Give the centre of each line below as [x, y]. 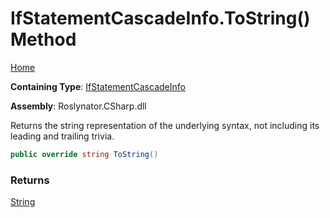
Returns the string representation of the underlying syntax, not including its [165, 125]
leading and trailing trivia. [62, 136]
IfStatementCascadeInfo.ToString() [160, 18]
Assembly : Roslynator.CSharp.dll [78, 106]
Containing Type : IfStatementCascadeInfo [98, 86]
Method [43, 39]
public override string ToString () [84, 154]
